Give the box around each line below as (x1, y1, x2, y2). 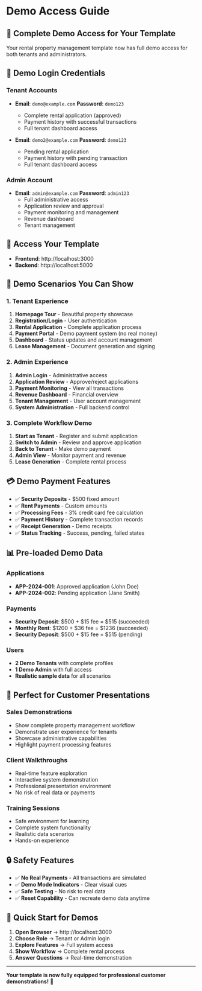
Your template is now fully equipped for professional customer (6, 972, 166, 979)
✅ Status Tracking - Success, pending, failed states (14, 529, 145, 537)
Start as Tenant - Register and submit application (14, 433, 138, 440)
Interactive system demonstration (14, 776, 99, 783)
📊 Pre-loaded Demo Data (6, 548, 103, 558)
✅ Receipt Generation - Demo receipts (14, 522, 112, 529)
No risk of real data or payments (14, 789, 95, 796)
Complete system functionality (14, 824, 91, 831)
